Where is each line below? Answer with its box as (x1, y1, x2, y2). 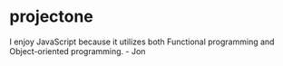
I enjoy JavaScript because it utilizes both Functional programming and (9, 36, 275, 47)
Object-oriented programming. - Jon (9, 45, 146, 56)
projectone (9, 6, 93, 27)
